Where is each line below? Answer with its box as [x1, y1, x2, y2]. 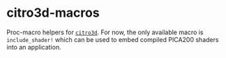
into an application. [6, 43, 61, 51]
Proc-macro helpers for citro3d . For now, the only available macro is [6, 28, 204, 36]
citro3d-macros [6, 5, 100, 21]
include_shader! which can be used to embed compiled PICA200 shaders [6, 35, 219, 43]
